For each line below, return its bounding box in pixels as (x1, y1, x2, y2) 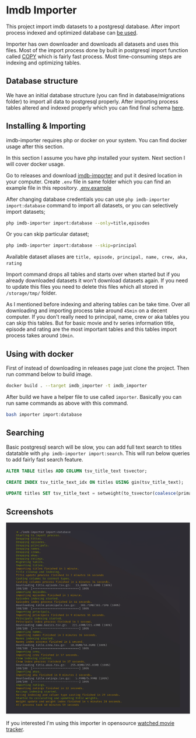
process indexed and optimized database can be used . (6, 29, 138, 36)
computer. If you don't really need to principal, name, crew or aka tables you (6, 313, 190, 320)
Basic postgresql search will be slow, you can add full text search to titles (6, 443, 182, 450)
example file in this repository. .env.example (6, 184, 112, 191)
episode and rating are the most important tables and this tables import (6, 326, 177, 333)
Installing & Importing (6, 121, 86, 131)
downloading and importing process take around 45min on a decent (6, 307, 167, 314)
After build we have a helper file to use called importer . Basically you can (6, 394, 182, 400)
